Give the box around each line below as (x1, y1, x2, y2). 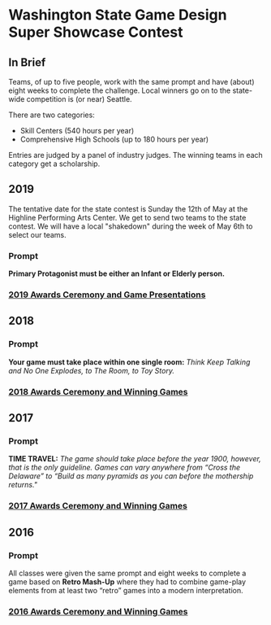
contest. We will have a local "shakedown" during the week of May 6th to (8, 221, 253, 231)
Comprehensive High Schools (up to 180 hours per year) (19, 134, 209, 144)
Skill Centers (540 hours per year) (19, 126, 135, 135)
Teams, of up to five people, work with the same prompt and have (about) (8, 77, 255, 86)
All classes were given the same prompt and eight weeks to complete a (8, 568, 247, 578)
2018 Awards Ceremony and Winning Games (8, 386, 188, 397)
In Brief (8, 55, 46, 69)
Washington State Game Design (8, 6, 227, 24)
